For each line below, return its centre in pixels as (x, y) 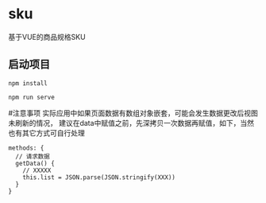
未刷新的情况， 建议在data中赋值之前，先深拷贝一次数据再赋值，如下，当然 (131, 123)
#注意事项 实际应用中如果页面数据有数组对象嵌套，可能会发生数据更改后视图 (133, 113)
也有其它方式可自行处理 (46, 133)
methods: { (26, 148)
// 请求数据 (33, 156)
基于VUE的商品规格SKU (47, 37)
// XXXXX (37, 170)
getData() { (35, 163)
